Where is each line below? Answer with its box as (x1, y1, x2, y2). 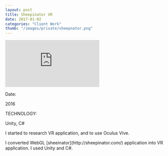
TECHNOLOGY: (5, 111, 37, 117)
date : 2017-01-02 (5, 17, 42, 22)
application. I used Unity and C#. (5, 145, 73, 151)
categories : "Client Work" (5, 21, 62, 27)
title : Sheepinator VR (5, 12, 53, 17)
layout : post (5, 7, 33, 13)
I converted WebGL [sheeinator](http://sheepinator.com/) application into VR (5, 140, 163, 146)
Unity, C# (5, 120, 25, 126)
